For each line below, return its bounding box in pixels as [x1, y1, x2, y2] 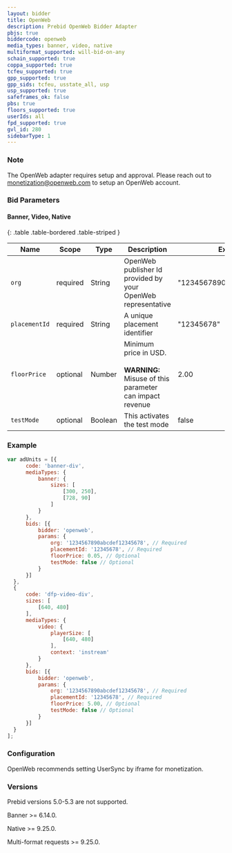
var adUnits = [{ [7, 456, 57, 463]
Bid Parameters [7, 195, 60, 205]
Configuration [7, 749, 55, 758]
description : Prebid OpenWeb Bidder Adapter [7, 23, 137, 30]
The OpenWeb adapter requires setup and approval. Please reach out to [7, 171, 212, 179]
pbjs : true [7, 29, 39, 37]
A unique [124, 311, 153, 320]
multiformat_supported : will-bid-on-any [7, 49, 126, 56]
